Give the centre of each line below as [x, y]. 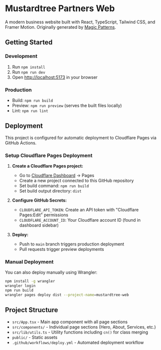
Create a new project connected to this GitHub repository [77, 181]
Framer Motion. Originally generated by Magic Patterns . [61, 27]
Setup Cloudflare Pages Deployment [49, 155]
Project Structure [32, 310]
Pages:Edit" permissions [44, 215]
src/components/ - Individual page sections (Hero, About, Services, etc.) [84, 327]
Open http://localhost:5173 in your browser [55, 77]
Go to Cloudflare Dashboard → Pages [57, 175]
